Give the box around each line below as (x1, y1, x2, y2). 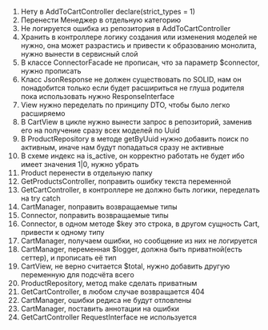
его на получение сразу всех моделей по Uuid (20, 125, 181, 135)
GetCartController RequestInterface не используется (20, 312, 197, 322)
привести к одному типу (20, 228, 105, 237)
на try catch (20, 193, 61, 203)
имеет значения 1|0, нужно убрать (20, 160, 139, 169)
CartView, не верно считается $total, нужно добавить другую (20, 261, 230, 271)
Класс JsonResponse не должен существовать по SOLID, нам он (20, 75, 242, 84)
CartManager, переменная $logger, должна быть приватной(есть (20, 245, 242, 254)
